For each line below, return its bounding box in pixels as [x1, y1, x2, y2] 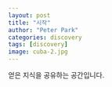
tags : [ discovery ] [8, 41, 68, 49]
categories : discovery [8, 33, 82, 42]
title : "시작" [8, 19, 51, 27]
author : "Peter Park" [8, 26, 79, 34]
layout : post [8, 11, 51, 20]
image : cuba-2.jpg [8, 48, 68, 56]
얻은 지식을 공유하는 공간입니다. [8, 71, 105, 79]
